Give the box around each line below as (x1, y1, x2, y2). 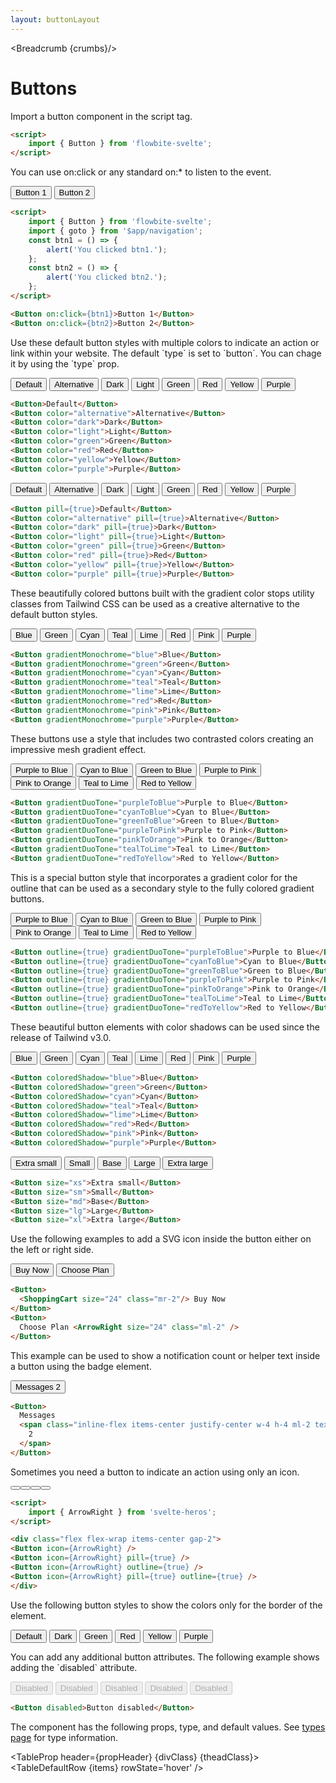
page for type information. (10, 1731, 119, 1743)
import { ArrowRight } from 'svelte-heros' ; (28, 1507, 217, 1517)
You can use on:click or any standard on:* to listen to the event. (10, 166, 272, 178)
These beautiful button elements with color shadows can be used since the (10, 1021, 320, 1033)
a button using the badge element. (10, 1360, 152, 1372)
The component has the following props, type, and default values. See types (10, 1721, 326, 1733)
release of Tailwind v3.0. (10, 1031, 112, 1043)
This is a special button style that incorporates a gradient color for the (10, 871, 298, 883)
